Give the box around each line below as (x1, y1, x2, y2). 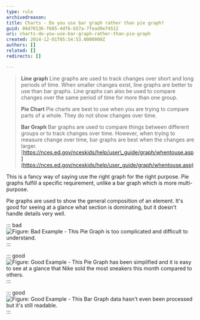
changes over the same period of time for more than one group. (20, 94, 178, 101)
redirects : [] (6, 53, 42, 59)
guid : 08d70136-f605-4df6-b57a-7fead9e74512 (6, 25, 119, 32)
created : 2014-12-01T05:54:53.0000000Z (6, 36, 106, 42)
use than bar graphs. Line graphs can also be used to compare (20, 87, 176, 94)
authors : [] (6, 42, 36, 48)
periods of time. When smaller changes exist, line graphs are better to (20, 81, 193, 88)
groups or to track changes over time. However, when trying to (20, 130, 176, 137)
